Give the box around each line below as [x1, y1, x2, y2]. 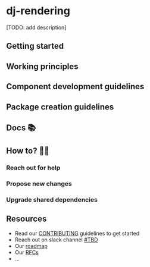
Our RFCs [14, 249, 39, 256]
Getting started [6, 41, 64, 51]
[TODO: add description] [6, 24, 67, 31]
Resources [6, 214, 47, 224]
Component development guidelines [6, 81, 145, 92]
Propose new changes [6, 180, 73, 188]
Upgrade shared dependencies [6, 196, 98, 204]
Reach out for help [6, 164, 61, 172]
